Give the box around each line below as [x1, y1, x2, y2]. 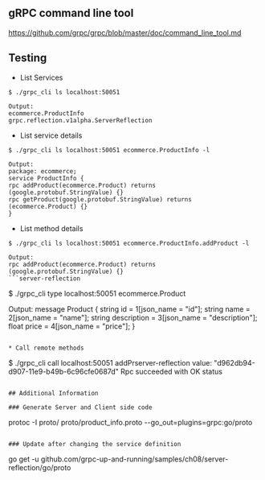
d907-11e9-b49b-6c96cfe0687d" [8, 366, 119, 376]
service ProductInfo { [8, 174, 84, 182]
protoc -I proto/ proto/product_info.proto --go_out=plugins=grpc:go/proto [8, 417, 253, 427]
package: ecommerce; [8, 167, 78, 176]
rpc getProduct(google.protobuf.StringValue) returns [8, 195, 193, 204]
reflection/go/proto [8, 462, 71, 472]
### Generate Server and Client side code [8, 403, 153, 412]
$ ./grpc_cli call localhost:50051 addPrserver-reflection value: [8, 358, 213, 367]
